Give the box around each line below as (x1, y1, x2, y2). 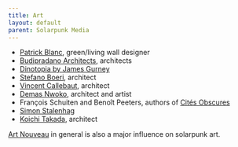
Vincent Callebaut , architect (19, 81, 110, 90)
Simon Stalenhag (19, 106, 75, 116)
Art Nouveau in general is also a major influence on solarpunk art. (8, 130, 221, 139)
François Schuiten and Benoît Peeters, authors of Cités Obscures (19, 97, 230, 107)
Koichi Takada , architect (19, 115, 98, 124)
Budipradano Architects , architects (19, 56, 132, 65)
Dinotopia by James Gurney (19, 64, 110, 74)
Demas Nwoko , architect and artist (19, 90, 132, 99)
